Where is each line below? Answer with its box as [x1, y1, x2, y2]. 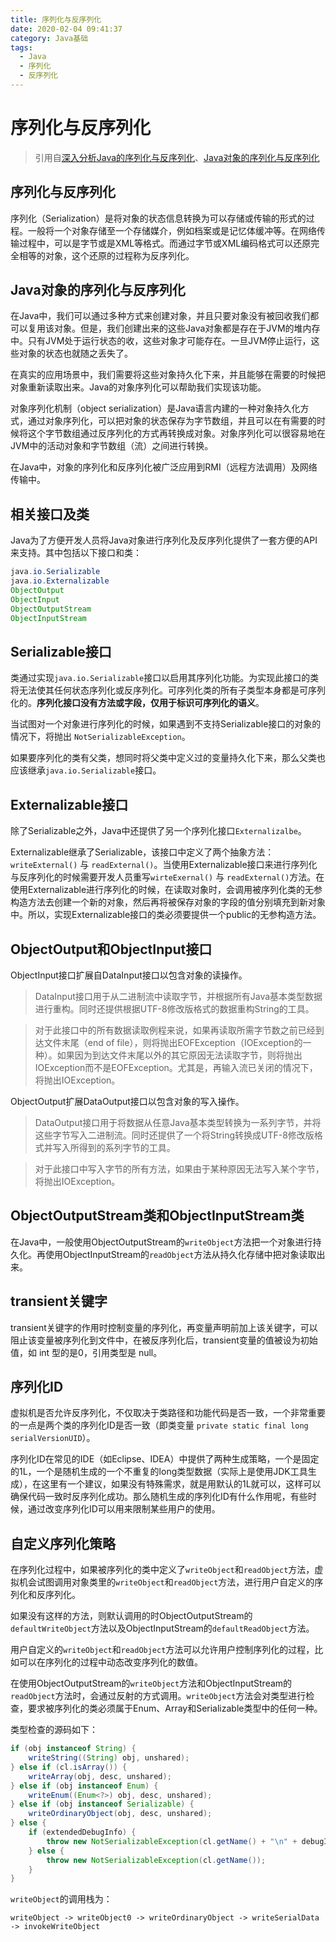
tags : [10, 42, 33, 53]
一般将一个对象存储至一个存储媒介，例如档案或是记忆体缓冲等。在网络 [27, 224, 317, 236]
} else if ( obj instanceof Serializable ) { [10, 1799, 195, 1810]
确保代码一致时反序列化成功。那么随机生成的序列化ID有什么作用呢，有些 [10, 1491, 308, 1503]
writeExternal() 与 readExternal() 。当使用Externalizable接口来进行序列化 [10, 859, 318, 871]
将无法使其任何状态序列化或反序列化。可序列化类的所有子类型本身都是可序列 [10, 684, 326, 696]
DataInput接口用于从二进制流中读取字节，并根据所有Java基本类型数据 [34, 990, 323, 1002]
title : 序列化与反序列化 [10, 14, 102, 25]
